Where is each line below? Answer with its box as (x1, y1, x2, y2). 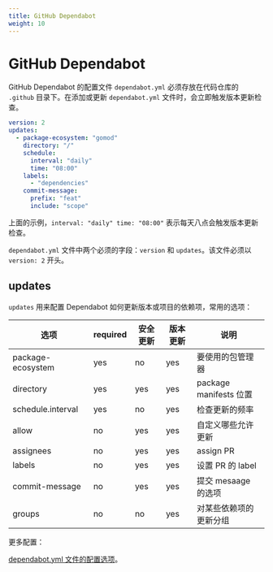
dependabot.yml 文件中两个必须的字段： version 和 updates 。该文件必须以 (8, 245, 252, 254)
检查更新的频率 (196, 404, 254, 415)
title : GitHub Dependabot (8, 11, 96, 20)
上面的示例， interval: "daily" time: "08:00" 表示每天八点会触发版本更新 (8, 217, 258, 227)
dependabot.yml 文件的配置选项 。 (8, 554, 123, 564)
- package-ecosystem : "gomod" (15, 134, 118, 142)
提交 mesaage (196, 474, 251, 486)
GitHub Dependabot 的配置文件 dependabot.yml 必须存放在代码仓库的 (8, 82, 239, 92)
